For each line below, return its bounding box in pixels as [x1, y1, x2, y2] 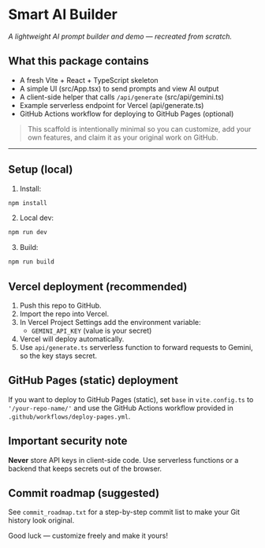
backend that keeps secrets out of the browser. [8, 464, 162, 473]
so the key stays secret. [19, 351, 97, 360]
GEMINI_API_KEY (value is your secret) [31, 326, 152, 335]
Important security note [8, 434, 128, 448]
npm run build [8, 258, 55, 266]
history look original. [8, 516, 75, 525]
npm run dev [8, 229, 47, 237]
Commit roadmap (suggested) [8, 486, 160, 500]
